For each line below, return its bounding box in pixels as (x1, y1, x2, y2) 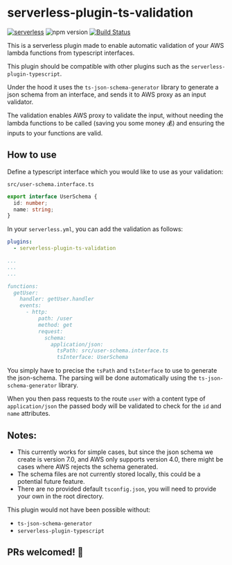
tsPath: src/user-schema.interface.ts (56, 347, 169, 355)
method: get (37, 321, 73, 328)
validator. (7, 97, 34, 106)
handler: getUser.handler (19, 296, 95, 303)
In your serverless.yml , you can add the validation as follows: (7, 225, 184, 233)
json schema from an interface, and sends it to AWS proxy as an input (7, 90, 206, 99)
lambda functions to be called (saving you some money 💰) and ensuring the (7, 119, 225, 127)
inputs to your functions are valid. (7, 128, 103, 137)
